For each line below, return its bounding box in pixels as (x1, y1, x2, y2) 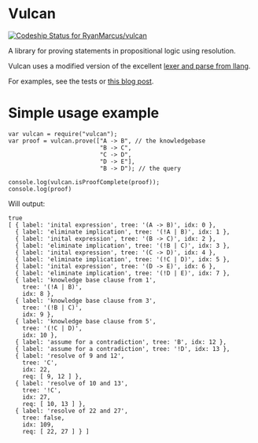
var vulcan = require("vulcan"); (8, 130, 118, 138)
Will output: (8, 198, 46, 209)
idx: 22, (22, 365, 51, 374)
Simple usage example (8, 104, 160, 122)
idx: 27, (22, 393, 51, 401)
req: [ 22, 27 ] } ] (22, 427, 90, 435)
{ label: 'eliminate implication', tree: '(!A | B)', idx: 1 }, (15, 227, 230, 236)
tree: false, (22, 414, 65, 422)
